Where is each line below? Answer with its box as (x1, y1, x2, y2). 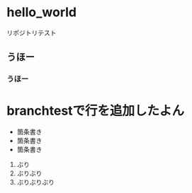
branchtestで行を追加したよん (6, 103, 185, 119)
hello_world (6, 4, 77, 21)
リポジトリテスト (6, 28, 57, 37)
